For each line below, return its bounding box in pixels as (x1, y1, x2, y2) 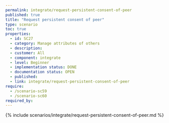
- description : (10, 46, 43, 51)
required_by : (5, 98, 33, 103)
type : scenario (5, 22, 38, 27)
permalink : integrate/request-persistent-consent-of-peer (5, 7, 132, 13)
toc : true (5, 27, 27, 32)
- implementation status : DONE (10, 65, 77, 70)
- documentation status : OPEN (10, 70, 74, 75)
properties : (5, 31, 31, 36)
